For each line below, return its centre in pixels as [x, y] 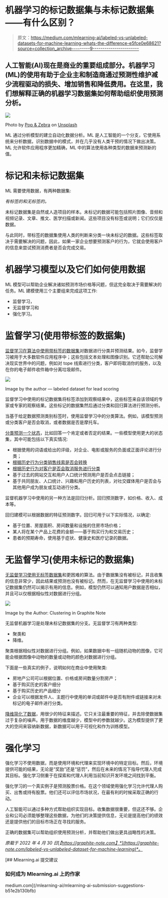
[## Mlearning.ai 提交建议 [32, 860]
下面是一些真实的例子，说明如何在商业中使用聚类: [56, 667]
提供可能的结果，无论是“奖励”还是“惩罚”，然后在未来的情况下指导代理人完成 [83, 769]
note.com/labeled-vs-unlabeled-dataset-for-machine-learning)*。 [74, 849]
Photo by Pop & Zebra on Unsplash [41, 124]
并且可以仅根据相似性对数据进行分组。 [44, 593]
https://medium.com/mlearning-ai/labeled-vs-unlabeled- [89, 37]
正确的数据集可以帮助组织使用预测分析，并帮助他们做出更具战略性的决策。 [82, 832]
